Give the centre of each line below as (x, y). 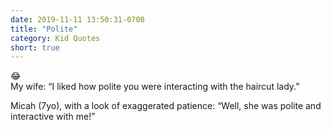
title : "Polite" (44, 29)
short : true (35, 47)
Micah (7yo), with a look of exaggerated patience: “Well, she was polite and (166, 106)
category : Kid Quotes (55, 38)
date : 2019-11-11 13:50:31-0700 (77, 19)
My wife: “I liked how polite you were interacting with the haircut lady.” (155, 87)
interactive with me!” (53, 117)
